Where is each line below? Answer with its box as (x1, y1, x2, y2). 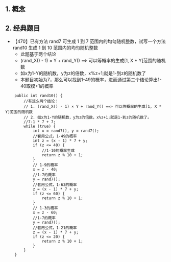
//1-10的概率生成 (41, 148, 75, 153)
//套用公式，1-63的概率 (32, 182, 77, 187)
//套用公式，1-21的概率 (32, 225, 77, 231)
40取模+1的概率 (20, 83, 54, 89)
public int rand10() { (14, 93, 63, 99)
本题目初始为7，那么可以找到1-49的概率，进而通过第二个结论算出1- (20, 77, 162, 83)
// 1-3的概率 (32, 206, 58, 211)
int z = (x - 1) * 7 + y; (32, 138, 88, 144)
